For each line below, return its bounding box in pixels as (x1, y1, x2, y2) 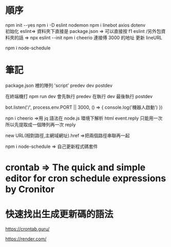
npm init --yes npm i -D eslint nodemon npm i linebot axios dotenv (5, 22, 146, 28)
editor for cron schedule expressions (5, 173, 166, 184)
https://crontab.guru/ (5, 226, 50, 232)
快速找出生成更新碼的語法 (5, 208, 114, 220)
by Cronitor (5, 183, 55, 195)
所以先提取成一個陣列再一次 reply (5, 121, 76, 127)
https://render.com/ (5, 236, 47, 242)
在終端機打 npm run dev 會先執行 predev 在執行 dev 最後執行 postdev (5, 93, 153, 99)
